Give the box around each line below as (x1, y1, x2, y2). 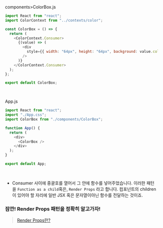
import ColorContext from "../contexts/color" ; (5, 18, 103, 23)
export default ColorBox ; (5, 80, 57, 85)
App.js (5, 99, 18, 105)
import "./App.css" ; (5, 112, 47, 118)
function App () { (5, 125, 40, 130)
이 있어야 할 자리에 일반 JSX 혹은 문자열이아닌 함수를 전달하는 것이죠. (12, 192, 143, 198)
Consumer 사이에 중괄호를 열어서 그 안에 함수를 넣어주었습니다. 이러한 (12, 180, 146, 186)
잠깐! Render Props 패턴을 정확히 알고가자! (5, 205, 101, 212)
